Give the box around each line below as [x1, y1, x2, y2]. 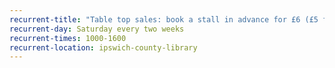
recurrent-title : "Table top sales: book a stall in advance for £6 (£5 [9, 14, 319, 25]
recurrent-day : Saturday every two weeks [9, 24, 185, 34]
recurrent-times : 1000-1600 [9, 33, 127, 43]
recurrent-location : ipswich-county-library [9, 42, 198, 53]
